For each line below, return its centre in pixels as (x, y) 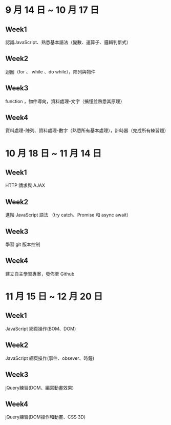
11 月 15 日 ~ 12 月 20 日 (54, 296)
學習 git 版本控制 (23, 244)
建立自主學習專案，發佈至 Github (40, 274)
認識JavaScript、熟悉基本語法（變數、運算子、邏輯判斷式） (68, 42)
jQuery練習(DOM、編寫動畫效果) (40, 388)
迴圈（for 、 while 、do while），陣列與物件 (50, 71)
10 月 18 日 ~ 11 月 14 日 (54, 153)
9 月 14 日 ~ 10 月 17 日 (52, 10)
